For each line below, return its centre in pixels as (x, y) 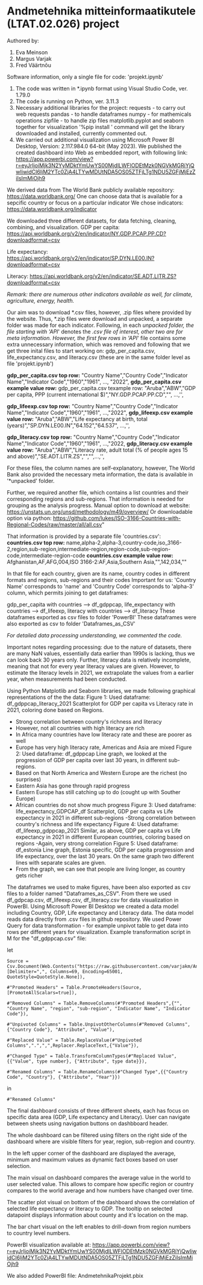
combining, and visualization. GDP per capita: (63, 227)
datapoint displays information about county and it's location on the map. (98, 1215)
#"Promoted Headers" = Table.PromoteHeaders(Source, (74, 987)
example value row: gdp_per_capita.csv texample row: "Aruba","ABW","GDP (101, 388)
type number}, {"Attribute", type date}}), (92, 1061)
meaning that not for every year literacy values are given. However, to (93, 666)
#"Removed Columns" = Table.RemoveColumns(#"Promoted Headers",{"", (95, 1003)
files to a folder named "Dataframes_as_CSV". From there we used (89, 893)
